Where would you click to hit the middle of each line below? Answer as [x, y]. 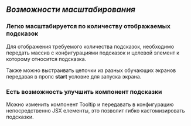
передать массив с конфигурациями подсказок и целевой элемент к [93, 53]
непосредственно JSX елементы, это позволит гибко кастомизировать [96, 110]
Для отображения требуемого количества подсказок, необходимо [90, 46]
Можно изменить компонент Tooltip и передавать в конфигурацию [90, 104]
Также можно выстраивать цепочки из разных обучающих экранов [91, 70]
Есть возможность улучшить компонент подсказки [84, 91]
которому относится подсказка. [46, 59]
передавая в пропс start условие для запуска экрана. [74, 76]
